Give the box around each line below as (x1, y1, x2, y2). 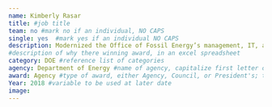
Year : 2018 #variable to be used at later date (8, 79, 172, 87)
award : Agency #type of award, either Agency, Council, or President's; (8, 72, 259, 80)
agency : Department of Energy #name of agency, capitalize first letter (8, 64, 259, 72)
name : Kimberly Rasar (8, 11, 82, 20)
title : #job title (8, 19, 70, 27)
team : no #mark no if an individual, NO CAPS (8, 27, 164, 35)
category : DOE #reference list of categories (8, 57, 164, 65)
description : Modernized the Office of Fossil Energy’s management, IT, (8, 42, 259, 50)
